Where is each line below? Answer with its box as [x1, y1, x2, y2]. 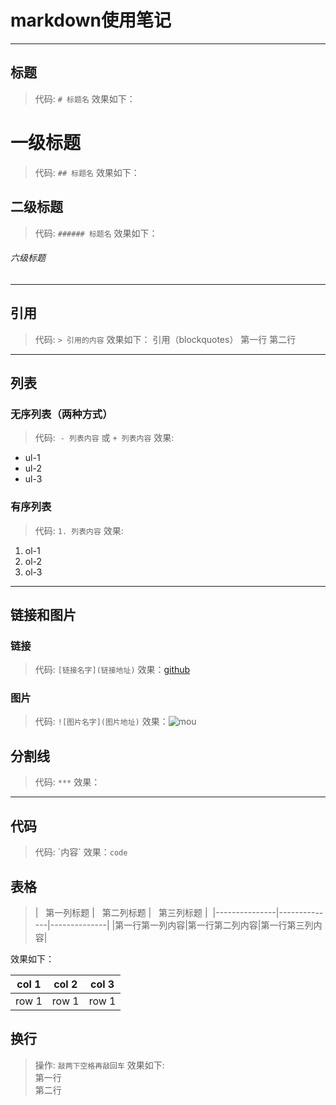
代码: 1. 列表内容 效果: [34, 524, 124, 536]
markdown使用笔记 [10, 9, 172, 32]
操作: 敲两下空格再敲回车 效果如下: [34, 1059, 165, 1071]
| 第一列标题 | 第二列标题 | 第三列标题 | [34, 906, 208, 918]
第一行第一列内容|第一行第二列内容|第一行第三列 [114, 919, 314, 931]
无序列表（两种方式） [10, 407, 113, 421]
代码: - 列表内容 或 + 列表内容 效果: [34, 432, 175, 444]
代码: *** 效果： [34, 776, 101, 788]
